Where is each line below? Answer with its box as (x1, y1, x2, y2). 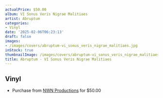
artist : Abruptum (5, 16, 40, 21)
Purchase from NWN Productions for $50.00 (12, 88, 101, 94)
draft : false (5, 34, 32, 39)
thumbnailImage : (5, 52, 38, 57)
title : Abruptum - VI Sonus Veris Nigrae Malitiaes (5, 57, 112, 62)
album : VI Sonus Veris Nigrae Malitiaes (5, 12, 88, 16)
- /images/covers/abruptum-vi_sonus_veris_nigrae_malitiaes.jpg (5, 43, 138, 48)
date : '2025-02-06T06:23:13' (5, 30, 64, 34)
